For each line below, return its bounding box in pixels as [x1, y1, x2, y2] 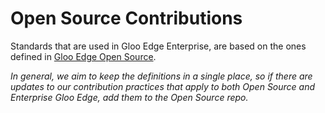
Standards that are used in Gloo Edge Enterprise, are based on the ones [10, 40, 307, 52]
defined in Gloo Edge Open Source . [10, 50, 157, 62]
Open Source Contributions [10, 7, 243, 30]
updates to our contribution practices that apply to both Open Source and [10, 80, 316, 92]
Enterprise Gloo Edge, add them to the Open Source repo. [10, 91, 249, 103]
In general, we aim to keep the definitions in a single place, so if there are [10, 70, 313, 82]
